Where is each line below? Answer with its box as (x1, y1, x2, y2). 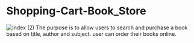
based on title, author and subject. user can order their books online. (6, 30, 177, 37)
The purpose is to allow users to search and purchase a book (36, 24, 188, 31)
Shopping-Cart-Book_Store (6, 4, 146, 18)
